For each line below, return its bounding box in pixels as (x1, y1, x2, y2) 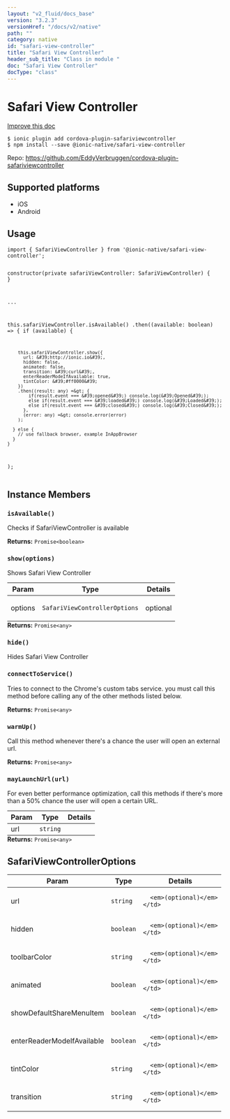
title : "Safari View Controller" (7, 50, 105, 57)
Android (17, 208, 40, 216)
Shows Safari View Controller (7, 569, 92, 577)
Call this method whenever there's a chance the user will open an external (7, 737, 220, 745)
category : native (7, 36, 58, 43)
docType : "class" (7, 68, 58, 75)
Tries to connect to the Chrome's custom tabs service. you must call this (7, 684, 215, 693)
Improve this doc (7, 122, 56, 130)
